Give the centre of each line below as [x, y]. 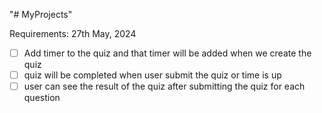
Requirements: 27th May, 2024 [73, 33]
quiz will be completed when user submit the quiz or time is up [152, 75]
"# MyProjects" [41, 14]
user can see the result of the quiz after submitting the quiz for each [164, 86]
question [42, 98]
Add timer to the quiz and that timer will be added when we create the [167, 53]
